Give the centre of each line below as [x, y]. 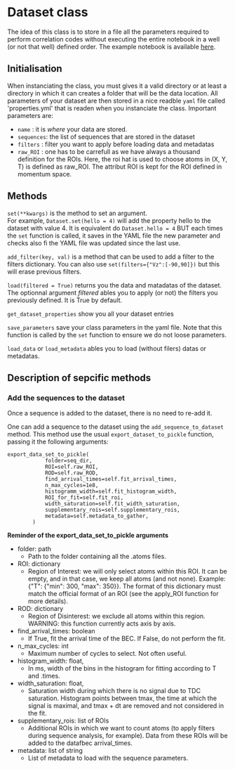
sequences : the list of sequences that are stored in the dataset [106, 136]
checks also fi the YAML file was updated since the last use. [94, 243]
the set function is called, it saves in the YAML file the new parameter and [114, 235]
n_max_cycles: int [43, 646]
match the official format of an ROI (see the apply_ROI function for [123, 594]
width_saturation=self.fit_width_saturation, [112, 504]
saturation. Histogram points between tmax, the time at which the [122, 698]
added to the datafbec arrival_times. [80, 743]
